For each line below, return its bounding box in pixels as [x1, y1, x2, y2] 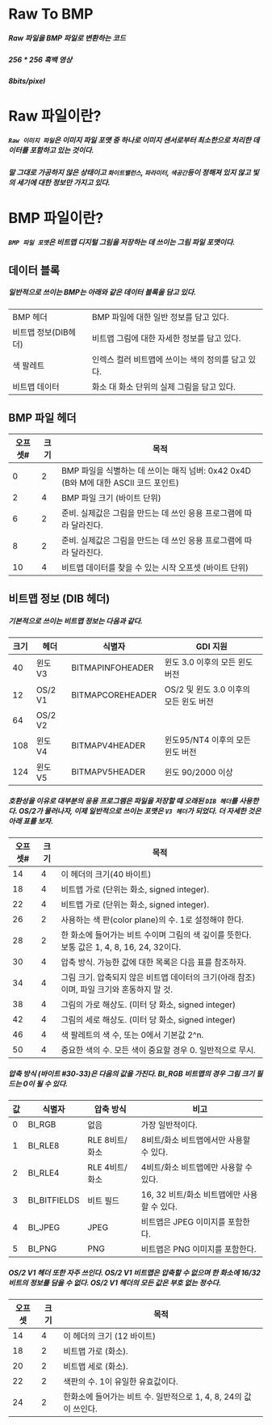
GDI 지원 [195, 641, 228, 651]
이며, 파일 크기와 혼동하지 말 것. [61, 984, 174, 995]
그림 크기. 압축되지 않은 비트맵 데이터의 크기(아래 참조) [61, 972, 256, 983]
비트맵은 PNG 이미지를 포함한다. [140, 1243, 257, 1254]
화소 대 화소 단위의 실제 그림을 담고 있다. [91, 381, 236, 392]
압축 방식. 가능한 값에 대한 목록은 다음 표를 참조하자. [61, 956, 246, 968]
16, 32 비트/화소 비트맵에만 [140, 1189, 241, 1200]
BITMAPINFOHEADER [71, 662, 154, 673]
